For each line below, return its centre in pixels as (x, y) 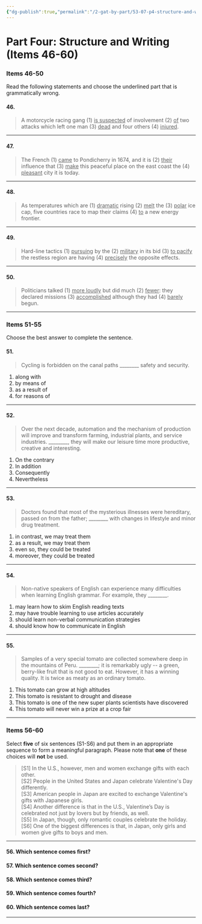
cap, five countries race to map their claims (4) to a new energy (100, 211)
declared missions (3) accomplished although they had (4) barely (102, 297)
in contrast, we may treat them (53, 537)
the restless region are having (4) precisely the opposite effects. (100, 257)
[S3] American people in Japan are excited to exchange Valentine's (104, 794)
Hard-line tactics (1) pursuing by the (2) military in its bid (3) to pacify (106, 251)
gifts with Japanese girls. (52, 800)
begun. (30, 303)
